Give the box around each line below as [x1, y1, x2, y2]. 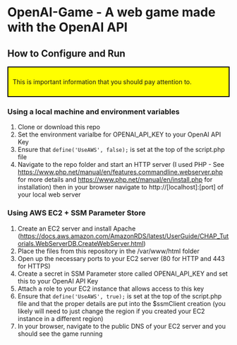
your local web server [17, 190, 81, 199]
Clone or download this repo [17, 123, 101, 131]
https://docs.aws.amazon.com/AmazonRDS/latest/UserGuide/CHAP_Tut [20, 231, 229, 240]
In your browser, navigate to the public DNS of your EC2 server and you [17, 322, 226, 330]
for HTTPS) [17, 262, 51, 270]
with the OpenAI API [7, 19, 128, 35]
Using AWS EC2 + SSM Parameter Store [7, 208, 146, 218]
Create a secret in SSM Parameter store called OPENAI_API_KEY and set [17, 269, 228, 278]
